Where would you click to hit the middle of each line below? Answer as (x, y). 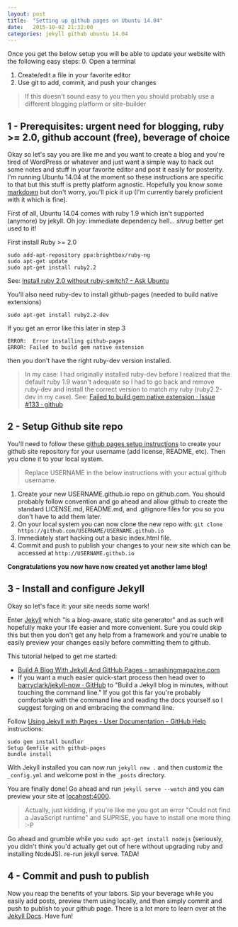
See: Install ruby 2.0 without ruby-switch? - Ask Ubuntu (88, 281)
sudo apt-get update (38, 262)
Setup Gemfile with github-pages (57, 748)
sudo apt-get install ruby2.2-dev (58, 315)
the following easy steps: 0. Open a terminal (72, 62)
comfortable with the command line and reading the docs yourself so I (120, 700)
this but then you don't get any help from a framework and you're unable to (117, 635)
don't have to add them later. (59, 516)
